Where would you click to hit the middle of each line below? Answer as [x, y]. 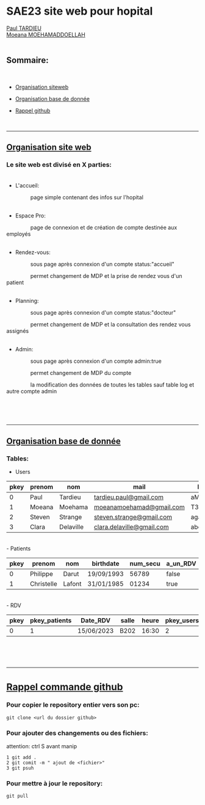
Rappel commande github [65, 687]
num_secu [145, 564]
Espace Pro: [30, 216]
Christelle [44, 584]
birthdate [106, 564]
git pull [17, 796]
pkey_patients [51, 621]
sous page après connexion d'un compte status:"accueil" [103, 264]
